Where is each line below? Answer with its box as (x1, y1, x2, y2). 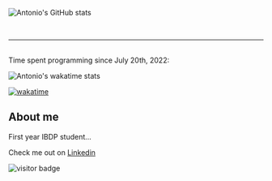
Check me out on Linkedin (8, 147, 96, 157)
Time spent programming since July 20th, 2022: (8, 55, 170, 65)
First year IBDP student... (8, 131, 91, 141)
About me (8, 110, 59, 124)
